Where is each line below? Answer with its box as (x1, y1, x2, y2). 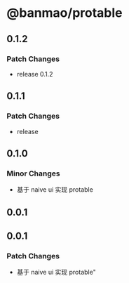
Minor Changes (6, 169, 60, 178)
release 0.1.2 (16, 70, 53, 78)
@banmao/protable (6, 5, 123, 21)
